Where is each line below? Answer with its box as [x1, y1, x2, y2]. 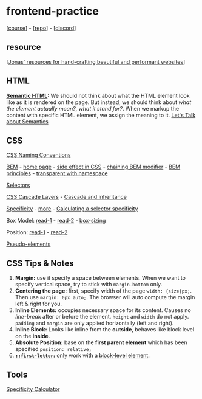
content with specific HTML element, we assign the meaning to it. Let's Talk [6, 111, 196, 119]
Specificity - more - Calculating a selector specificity [6, 205, 138, 212]
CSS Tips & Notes [6, 258, 74, 268]
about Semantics [6, 117, 49, 125]
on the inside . [15, 333, 50, 340]
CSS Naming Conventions [6, 151, 71, 159]
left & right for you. [15, 300, 62, 308]
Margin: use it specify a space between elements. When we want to [15, 274, 186, 282]
